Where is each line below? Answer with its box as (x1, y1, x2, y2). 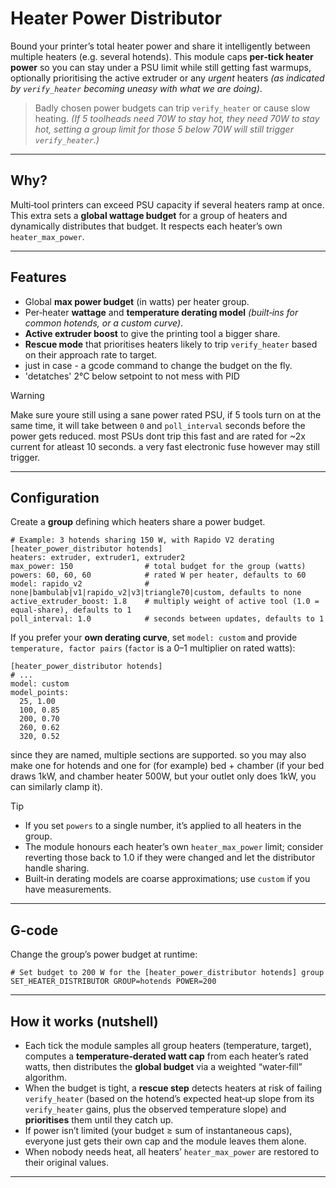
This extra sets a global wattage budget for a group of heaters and (10, 209, 288, 221)
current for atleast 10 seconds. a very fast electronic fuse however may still (10, 440, 320, 452)
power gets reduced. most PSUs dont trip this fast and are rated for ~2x (10, 430, 306, 442)
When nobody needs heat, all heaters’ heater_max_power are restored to (24, 1146, 320, 1157)
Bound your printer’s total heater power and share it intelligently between (10, 40, 311, 52)
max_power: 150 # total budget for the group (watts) (10, 562, 307, 572)
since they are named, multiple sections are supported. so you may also (10, 749, 307, 761)
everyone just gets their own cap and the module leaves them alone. (24, 1135, 307, 1147)
